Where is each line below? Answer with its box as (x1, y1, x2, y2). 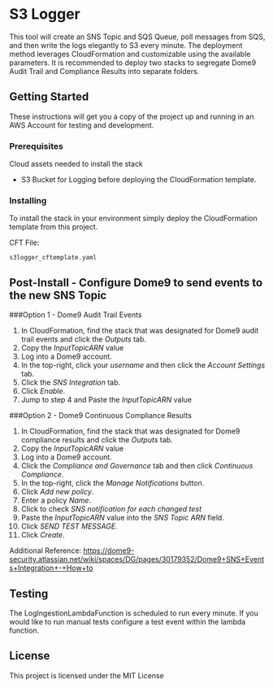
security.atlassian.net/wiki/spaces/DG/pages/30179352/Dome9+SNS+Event (9, 555, 265, 564)
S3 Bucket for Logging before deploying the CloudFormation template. (20, 175, 257, 185)
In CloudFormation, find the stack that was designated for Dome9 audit (20, 326, 259, 336)
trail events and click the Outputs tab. (20, 334, 147, 344)
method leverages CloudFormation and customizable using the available (9, 49, 251, 59)
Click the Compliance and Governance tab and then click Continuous (20, 461, 253, 471)
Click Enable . (20, 386, 66, 396)
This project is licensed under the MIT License (9, 670, 165, 680)
